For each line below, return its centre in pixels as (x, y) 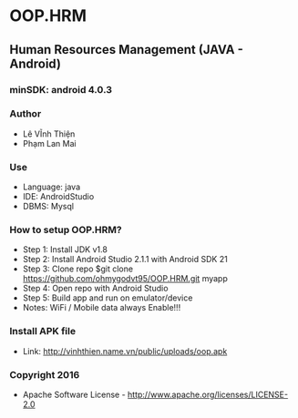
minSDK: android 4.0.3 (61, 89)
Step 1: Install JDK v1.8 (65, 250)
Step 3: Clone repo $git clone (78, 269)
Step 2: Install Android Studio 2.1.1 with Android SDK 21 (125, 260)
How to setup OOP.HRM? (66, 230)
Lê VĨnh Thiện (49, 134)
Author (26, 114)
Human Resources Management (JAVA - (127, 50)
